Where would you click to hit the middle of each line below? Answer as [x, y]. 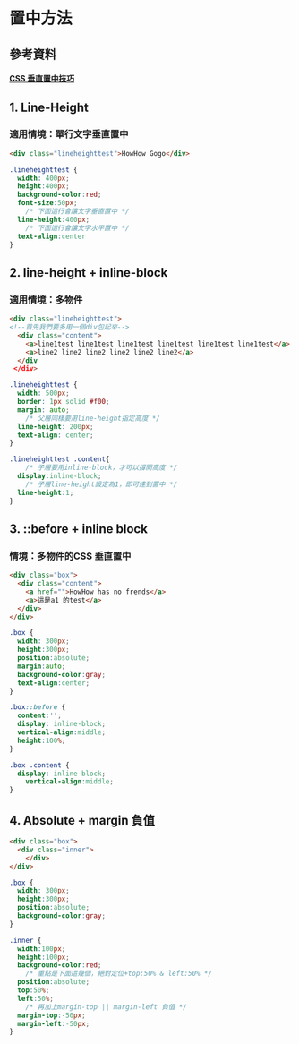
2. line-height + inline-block [89, 273]
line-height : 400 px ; [54, 219]
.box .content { [39, 765]
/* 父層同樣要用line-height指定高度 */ [93, 418]
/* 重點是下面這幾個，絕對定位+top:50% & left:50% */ [119, 974]
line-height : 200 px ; [56, 426]
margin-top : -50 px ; [52, 1015]
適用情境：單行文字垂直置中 [69, 134]
